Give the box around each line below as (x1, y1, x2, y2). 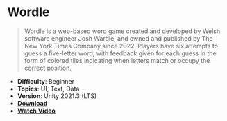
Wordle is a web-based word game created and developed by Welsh (24, 27, 221, 35)
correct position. (24, 64, 72, 72)
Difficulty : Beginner (17, 77, 75, 85)
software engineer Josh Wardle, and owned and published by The (24, 34, 213, 42)
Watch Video (17, 106, 56, 115)
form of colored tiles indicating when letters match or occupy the (24, 56, 210, 64)
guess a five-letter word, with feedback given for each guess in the (24, 49, 217, 57)
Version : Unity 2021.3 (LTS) (17, 91, 97, 100)
